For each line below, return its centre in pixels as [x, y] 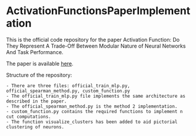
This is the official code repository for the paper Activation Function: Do [93, 39]
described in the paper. [36, 101]
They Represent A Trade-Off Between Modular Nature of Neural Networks [96, 46]
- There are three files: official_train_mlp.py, [68, 86]
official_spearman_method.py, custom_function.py [68, 91]
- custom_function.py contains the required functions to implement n [94, 111]
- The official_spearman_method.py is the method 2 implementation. [92, 106]
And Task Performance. [35, 52]
